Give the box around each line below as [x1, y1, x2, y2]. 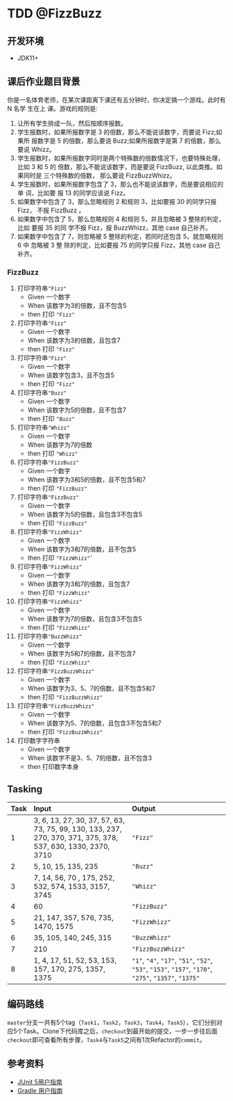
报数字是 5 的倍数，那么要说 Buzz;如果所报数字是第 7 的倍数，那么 [31, 136, 221, 145]
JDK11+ [17, 54, 39, 62]
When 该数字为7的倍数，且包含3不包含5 [27, 615, 142, 623]
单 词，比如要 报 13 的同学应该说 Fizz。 [17, 189, 130, 197]
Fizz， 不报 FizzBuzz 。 [17, 206, 85, 214]
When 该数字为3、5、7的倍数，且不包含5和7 [27, 684, 156, 692]
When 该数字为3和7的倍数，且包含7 [27, 580, 130, 588]
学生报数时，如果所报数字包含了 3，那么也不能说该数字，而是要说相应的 [17, 180, 224, 188]
